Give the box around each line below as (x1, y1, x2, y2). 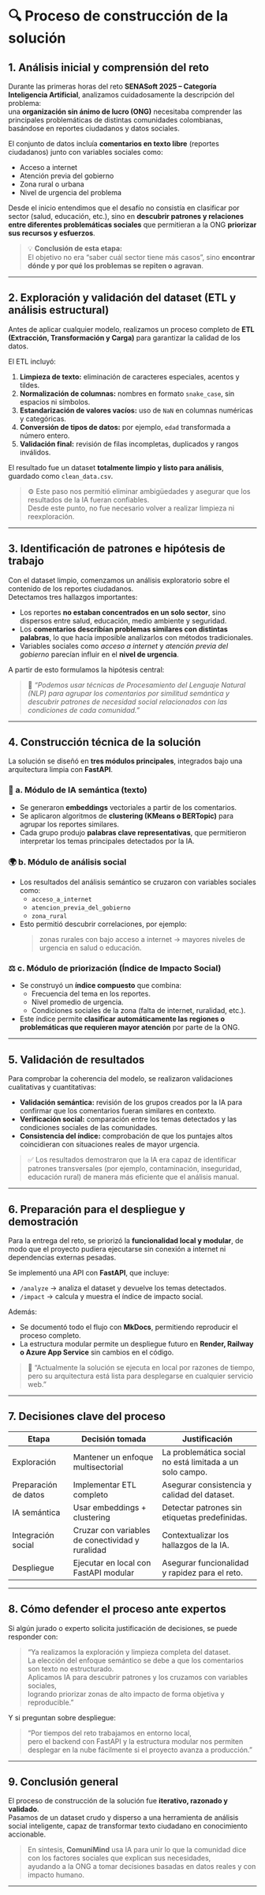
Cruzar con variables (73, 1524, 151, 1535)
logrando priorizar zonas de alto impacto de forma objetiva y (27, 1689, 225, 1698)
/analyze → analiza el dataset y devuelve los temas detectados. (19, 1283, 227, 1293)
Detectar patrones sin (161, 1501, 242, 1513)
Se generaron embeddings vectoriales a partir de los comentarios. (19, 802, 237, 812)
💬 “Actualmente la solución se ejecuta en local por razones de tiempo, (27, 1362, 255, 1372)
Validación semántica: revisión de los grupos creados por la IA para (19, 1098, 243, 1107)
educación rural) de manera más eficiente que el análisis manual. (27, 1172, 240, 1182)
